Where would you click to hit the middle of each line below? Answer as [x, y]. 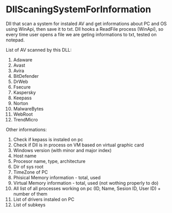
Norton [21, 103]
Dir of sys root [28, 166]
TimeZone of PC [30, 172]
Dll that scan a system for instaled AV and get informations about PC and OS [86, 24]
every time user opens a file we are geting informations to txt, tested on [81, 34]
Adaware [23, 59]
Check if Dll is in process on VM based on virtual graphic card [78, 145]
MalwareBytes [28, 109]
